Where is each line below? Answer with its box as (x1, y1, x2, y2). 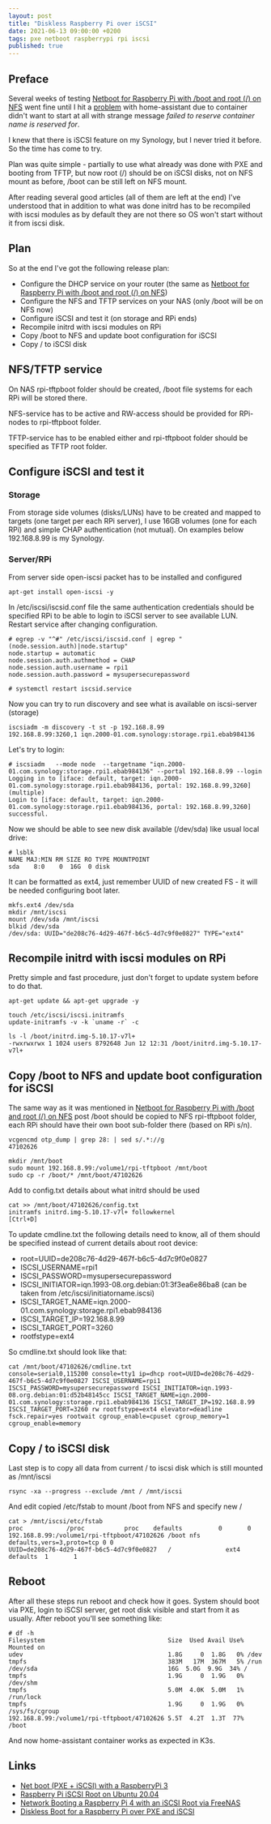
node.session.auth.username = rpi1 (8, 663, 129, 671)
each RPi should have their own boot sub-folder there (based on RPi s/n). (8, 1120, 252, 1130)
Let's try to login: (8, 744, 65, 754)
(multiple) (8, 788, 45, 797)
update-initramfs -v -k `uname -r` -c (8, 1018, 139, 1026)
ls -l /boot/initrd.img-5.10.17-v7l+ (8, 1033, 136, 1041)
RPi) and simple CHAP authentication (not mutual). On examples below (8, 525, 244, 535)
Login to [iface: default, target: (8, 795, 129, 803)
